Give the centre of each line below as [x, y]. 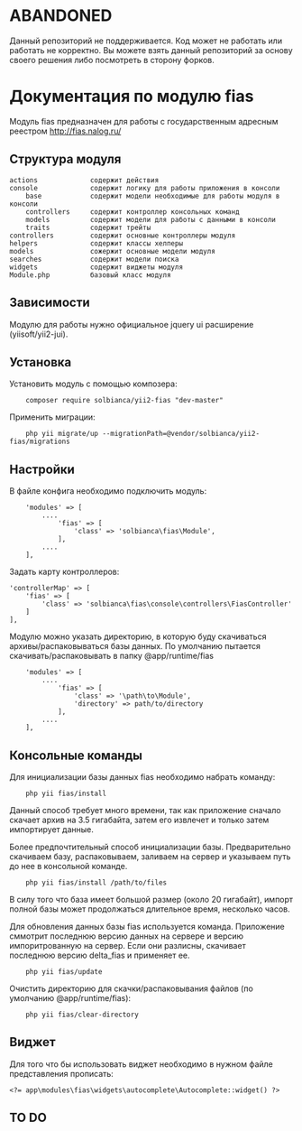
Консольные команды [76, 755]
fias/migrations [40, 442]
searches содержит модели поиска [94, 259]
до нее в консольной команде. [69, 866]
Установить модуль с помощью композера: [93, 384]
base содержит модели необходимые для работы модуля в [153, 196]
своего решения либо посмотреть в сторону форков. [112, 60]
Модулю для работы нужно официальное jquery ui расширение [132, 324]
